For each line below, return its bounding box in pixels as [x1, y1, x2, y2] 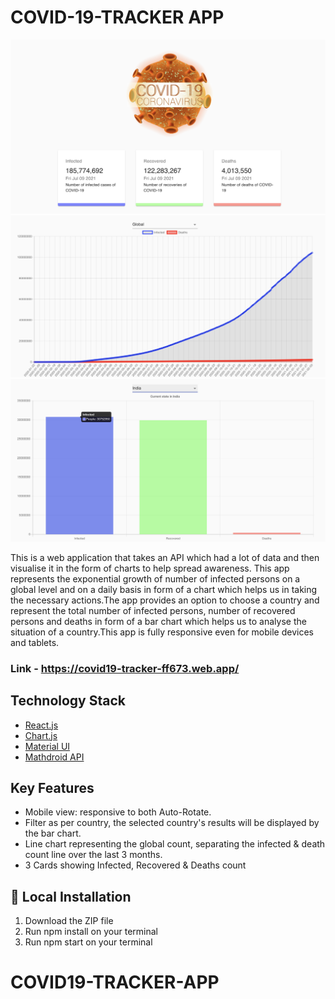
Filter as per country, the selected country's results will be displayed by [24, 817, 320, 829]
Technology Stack [10, 692, 126, 710]
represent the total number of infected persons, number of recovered [10, 604, 296, 616]
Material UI [24, 740, 71, 752]
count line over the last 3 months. [24, 849, 163, 861]
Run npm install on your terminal [24, 926, 158, 938]
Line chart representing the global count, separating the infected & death [24, 838, 326, 850]
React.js [24, 719, 59, 731]
